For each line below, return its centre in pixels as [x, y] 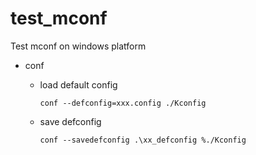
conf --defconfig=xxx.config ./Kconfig [123, 103]
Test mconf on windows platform [78, 46]
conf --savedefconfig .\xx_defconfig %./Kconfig [143, 140]
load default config [78, 84]
